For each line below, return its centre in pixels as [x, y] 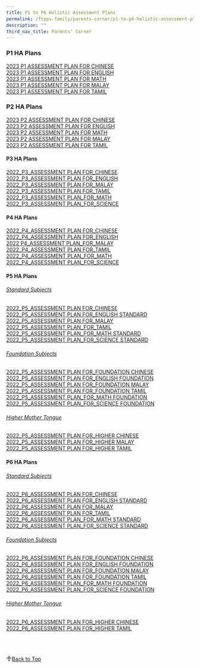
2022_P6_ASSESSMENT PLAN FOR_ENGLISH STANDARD [77, 500]
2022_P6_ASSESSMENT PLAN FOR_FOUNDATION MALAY [78, 571]
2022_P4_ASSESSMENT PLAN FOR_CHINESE [62, 231]
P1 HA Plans [24, 53]
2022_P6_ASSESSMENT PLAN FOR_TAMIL [58, 514]
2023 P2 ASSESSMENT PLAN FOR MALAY [58, 139]
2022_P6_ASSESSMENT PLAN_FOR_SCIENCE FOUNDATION [80, 590]
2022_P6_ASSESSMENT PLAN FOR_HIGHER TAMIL [69, 628]
